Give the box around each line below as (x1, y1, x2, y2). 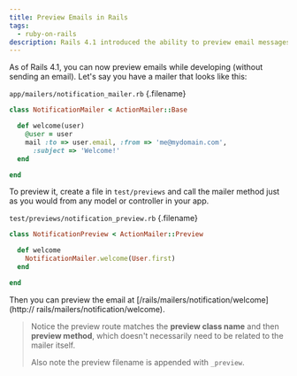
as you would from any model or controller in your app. (9, 196, 209, 206)
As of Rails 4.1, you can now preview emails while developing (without (9, 62, 263, 73)
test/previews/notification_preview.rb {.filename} (9, 213, 199, 224)
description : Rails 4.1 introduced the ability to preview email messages (9, 37, 291, 47)
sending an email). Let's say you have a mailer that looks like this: (9, 72, 247, 82)
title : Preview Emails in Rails (9, 12, 128, 22)
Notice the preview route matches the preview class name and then (30, 320, 280, 332)
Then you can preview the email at (9, 294, 135, 305)
